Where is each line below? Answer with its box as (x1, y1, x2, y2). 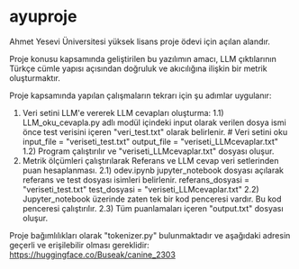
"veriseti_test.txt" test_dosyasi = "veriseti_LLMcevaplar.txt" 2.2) (22, 184, 259, 194)
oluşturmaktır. (9, 72, 61, 83)
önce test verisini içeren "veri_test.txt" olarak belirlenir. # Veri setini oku (22, 126, 288, 137)
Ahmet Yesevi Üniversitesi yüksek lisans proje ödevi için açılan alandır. (9, 36, 270, 47)
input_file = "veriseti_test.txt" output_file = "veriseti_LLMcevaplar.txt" (22, 136, 279, 147)
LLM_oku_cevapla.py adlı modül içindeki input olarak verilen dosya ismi (22, 117, 286, 128)
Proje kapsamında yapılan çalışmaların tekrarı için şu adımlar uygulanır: (9, 90, 272, 101)
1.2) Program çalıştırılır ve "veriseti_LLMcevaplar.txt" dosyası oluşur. (22, 146, 275, 157)
